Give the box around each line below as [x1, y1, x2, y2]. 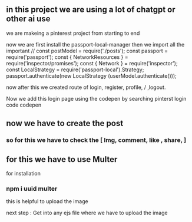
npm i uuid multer [6, 184, 58, 193]
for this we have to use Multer [6, 154, 118, 164]
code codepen [6, 101, 42, 108]
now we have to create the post [6, 118, 124, 128]
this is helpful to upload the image [6, 198, 88, 205]
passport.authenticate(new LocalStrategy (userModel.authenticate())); [6, 72, 177, 79]
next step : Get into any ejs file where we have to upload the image [6, 209, 168, 217]
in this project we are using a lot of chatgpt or [6, 5, 176, 15]
